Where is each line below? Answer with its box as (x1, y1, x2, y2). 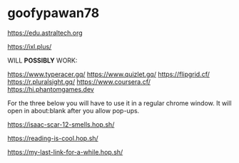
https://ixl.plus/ (7, 42, 52, 51)
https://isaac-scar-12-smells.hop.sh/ (7, 120, 115, 129)
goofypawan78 (7, 5, 100, 21)
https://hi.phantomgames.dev (7, 85, 94, 93)
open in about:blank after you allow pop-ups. (7, 106, 140, 115)
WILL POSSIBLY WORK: (7, 56, 78, 65)
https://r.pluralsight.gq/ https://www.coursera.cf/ (7, 77, 151, 86)
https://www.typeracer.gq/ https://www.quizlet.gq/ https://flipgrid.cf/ (7, 70, 210, 78)
